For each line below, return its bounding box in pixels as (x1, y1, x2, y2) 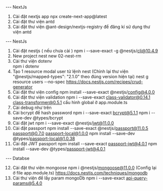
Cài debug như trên (12, 104, 52, 110)
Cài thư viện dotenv (12, 58, 52, 64)
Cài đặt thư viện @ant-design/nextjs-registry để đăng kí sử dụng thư (12, 24, 150, 30)
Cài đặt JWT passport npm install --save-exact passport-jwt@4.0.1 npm (12, 141, 158, 146)
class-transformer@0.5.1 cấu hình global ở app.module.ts (12, 100, 128, 105)
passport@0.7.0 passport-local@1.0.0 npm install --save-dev (12, 131, 135, 136)
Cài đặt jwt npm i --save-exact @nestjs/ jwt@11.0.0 (12, 120, 114, 126)
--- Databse (5, 156, 30, 161)
